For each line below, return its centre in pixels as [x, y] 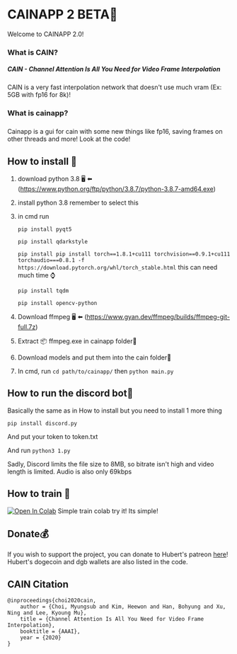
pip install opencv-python [57, 303]
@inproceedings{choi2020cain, [52, 601]
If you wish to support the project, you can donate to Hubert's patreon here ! [118, 554]
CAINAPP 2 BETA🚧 [63, 15]
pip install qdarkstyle [53, 241]
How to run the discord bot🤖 [70, 393]
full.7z [27, 327]
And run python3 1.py [39, 450]
